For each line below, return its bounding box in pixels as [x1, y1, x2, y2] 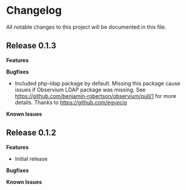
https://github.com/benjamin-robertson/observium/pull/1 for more [14, 92, 176, 99]
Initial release [14, 155, 48, 162]
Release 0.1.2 [6, 128, 57, 138]
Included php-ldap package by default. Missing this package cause [14, 79, 181, 87]
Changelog [6, 4, 62, 17]
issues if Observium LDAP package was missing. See [14, 86, 146, 93]
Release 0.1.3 [6, 41, 57, 51]
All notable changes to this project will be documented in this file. [6, 23, 167, 30]
